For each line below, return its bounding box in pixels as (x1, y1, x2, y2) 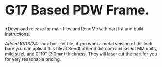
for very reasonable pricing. (5, 56, 61, 62)
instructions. (5, 31, 30, 37)
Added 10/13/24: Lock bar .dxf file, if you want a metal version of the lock (5, 40, 153, 46)
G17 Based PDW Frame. (5, 1, 150, 18)
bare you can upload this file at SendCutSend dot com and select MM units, (5, 45, 157, 51)
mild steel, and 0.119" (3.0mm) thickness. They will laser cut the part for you (5, 51, 157, 57)
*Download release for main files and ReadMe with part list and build (5, 25, 144, 32)
